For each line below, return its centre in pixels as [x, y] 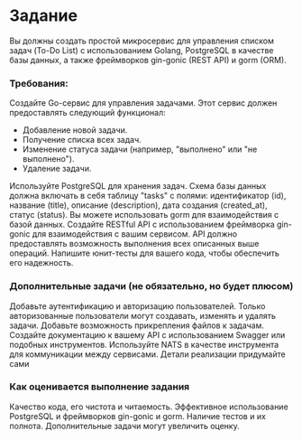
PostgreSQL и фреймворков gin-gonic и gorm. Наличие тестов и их [137, 416]
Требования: [39, 83]
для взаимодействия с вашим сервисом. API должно [134, 234]
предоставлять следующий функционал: [87, 113]
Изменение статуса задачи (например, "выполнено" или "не [140, 149]
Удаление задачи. [57, 169]
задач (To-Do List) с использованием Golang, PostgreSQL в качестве [142, 50]
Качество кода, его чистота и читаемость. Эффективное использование [149, 407]
